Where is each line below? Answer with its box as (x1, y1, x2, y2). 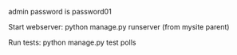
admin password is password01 (8, 7, 112, 16)
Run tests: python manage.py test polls (8, 37, 136, 47)
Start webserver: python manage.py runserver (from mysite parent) (8, 22, 230, 31)
